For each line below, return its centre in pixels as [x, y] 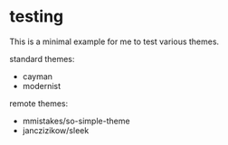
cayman [37, 76]
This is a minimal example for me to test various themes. [114, 41]
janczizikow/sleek [56, 130]
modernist [42, 86]
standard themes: [42, 59]
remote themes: [39, 103]
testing [37, 17]
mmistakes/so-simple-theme [76, 121]
